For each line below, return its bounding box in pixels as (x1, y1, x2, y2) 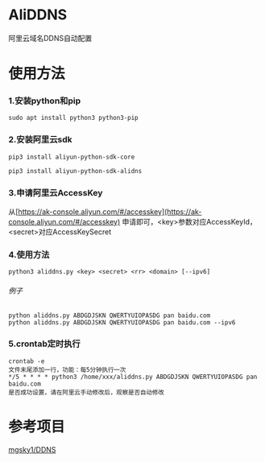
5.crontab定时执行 (8, 338, 81, 349)
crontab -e (8, 357, 45, 365)
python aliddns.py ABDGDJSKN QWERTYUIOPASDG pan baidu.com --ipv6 (8, 318, 236, 327)
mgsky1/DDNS (8, 444, 56, 454)
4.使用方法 (8, 249, 50, 260)
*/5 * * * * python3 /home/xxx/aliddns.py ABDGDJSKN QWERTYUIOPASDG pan (8, 373, 258, 381)
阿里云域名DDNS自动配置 (8, 33, 93, 43)
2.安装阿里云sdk (8, 134, 72, 146)
